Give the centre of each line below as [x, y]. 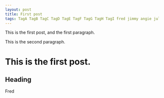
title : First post [24, 14]
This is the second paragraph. [35, 42]
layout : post [18, 10]
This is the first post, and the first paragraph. [50, 33]
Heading [18, 79]
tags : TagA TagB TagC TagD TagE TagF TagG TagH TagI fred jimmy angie [78, 19]
